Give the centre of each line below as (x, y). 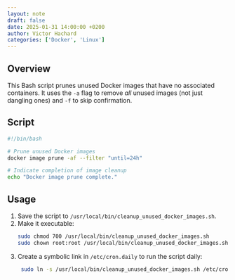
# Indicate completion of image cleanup (67, 171)
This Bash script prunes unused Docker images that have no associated (111, 85)
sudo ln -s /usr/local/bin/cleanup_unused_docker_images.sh (110, 269)
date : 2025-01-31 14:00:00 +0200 (56, 27)
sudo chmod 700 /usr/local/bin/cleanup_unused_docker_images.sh (113, 236)
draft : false (26, 20)
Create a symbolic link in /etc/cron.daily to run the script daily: (110, 256)
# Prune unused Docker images (52, 151)
